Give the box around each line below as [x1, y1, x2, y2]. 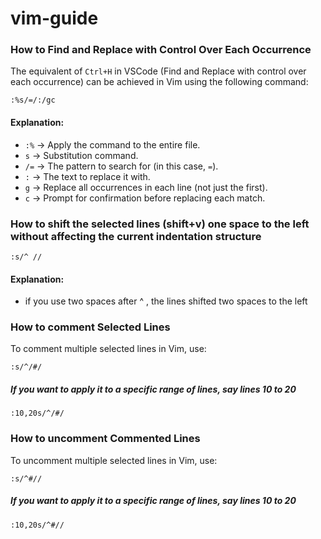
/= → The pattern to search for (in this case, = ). [24, 160, 219, 172]
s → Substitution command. [24, 149, 139, 161]
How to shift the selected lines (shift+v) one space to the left [10, 217, 310, 231]
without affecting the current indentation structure [10, 229, 262, 243]
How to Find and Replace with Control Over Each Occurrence [10, 43, 312, 57]
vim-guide [10, 7, 99, 30]
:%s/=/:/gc [10, 95, 56, 106]
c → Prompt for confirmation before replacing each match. [24, 192, 266, 204]
